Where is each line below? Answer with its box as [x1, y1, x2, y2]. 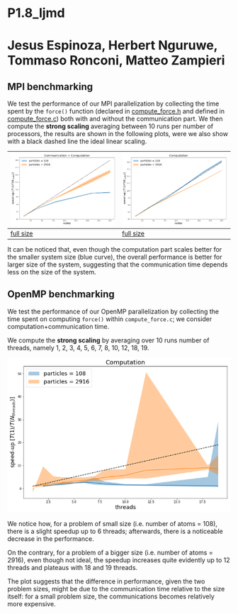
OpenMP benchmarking [7, 289, 115, 301]
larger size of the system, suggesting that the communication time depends [7, 260, 228, 269]
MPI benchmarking [7, 80, 93, 93]
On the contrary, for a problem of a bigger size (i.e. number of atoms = [7, 548, 214, 557]
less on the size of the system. [7, 267, 97, 276]
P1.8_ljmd [7, 5, 65, 21]
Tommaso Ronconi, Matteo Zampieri [7, 52, 225, 69]
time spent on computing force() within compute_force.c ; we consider [7, 314, 212, 323]
